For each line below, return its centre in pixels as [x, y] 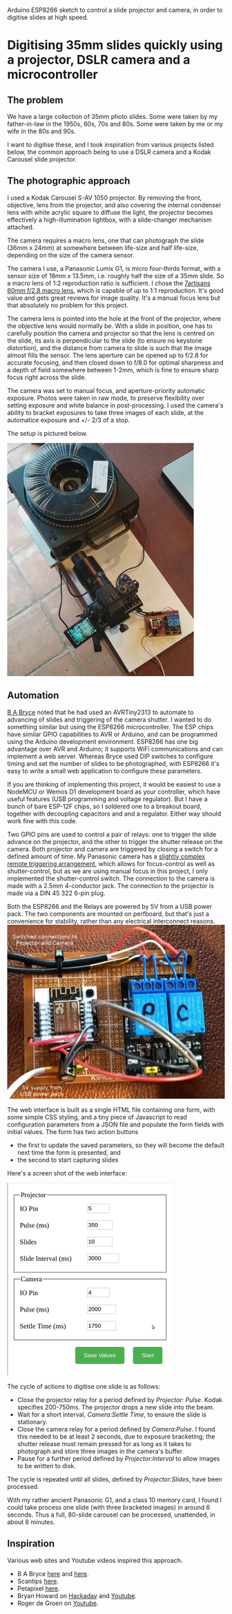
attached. [21, 227]
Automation [33, 696]
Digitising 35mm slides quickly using [115, 45]
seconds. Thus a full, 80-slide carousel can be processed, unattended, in [111, 1515]
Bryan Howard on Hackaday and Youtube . [77, 1595]
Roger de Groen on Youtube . [58, 1603]
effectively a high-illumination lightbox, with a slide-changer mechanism [109, 220]
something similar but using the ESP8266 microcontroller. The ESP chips [110, 727]
